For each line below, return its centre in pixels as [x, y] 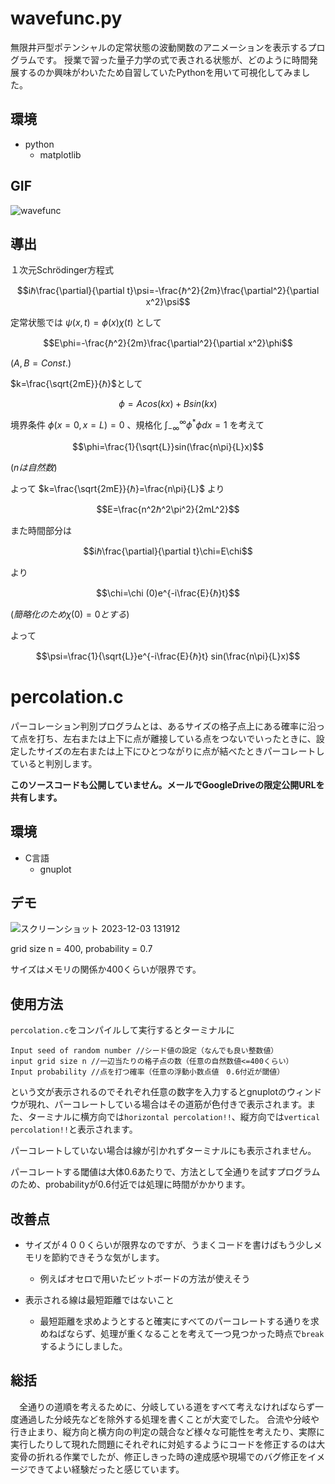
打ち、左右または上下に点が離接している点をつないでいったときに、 [176, 738]
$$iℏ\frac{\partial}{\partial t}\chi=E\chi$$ [168, 551]
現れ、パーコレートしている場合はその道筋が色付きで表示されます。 [167, 1104]
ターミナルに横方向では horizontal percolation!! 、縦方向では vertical [174, 1117]
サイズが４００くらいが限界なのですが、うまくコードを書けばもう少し [169, 1245]
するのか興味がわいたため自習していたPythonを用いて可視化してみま [160, 72]
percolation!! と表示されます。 [74, 1129]
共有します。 [36, 797]
